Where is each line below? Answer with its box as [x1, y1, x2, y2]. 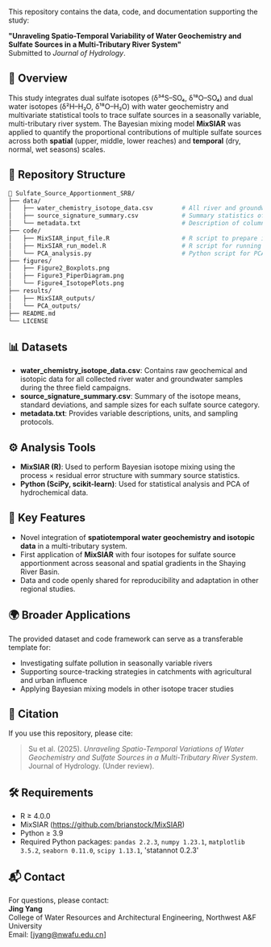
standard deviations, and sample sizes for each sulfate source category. [19, 400, 261, 410]
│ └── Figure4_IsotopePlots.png [8, 279, 125, 287]
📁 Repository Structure [8, 168, 126, 182]
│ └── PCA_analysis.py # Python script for [8, 249, 251, 258]
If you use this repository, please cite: [8, 728, 133, 738]
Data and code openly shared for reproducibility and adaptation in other [19, 575, 259, 585]
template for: [8, 642, 51, 652]
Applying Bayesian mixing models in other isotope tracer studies [19, 684, 234, 693]
